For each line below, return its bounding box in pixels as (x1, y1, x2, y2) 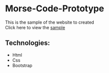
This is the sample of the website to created (5, 19, 95, 25)
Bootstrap (12, 62, 33, 68)
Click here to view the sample (5, 24, 66, 30)
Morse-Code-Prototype (5, 3, 105, 14)
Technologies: (5, 39, 50, 47)
